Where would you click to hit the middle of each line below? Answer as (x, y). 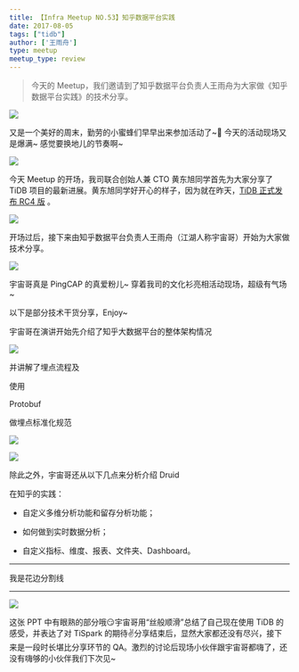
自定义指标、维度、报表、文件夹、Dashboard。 (109, 551)
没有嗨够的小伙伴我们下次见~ (63, 658)
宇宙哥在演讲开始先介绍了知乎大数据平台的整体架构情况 (110, 332)
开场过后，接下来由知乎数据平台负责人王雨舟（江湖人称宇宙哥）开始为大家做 (149, 237)
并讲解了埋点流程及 (44, 367)
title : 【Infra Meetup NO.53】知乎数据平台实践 (92, 17)
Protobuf (25, 404)
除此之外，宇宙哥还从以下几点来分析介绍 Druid (94, 475)
